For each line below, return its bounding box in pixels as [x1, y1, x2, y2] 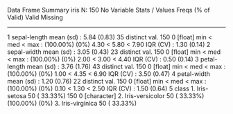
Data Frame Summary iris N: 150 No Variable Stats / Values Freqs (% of [7, 6, 210, 14]
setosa [7, 92, 26, 99]
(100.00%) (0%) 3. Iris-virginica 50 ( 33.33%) [7, 99, 137, 107]
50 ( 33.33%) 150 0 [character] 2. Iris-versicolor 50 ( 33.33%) [27, 92, 205, 99]
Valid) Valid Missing [7, 13, 64, 21]
